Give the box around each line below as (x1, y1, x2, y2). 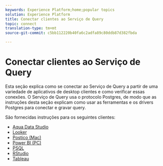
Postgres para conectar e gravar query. (5, 104, 86, 110)
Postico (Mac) (12, 134, 41, 140)
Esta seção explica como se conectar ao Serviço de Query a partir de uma (5, 83, 158, 89)
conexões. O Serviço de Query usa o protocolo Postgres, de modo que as (5, 94, 157, 100)
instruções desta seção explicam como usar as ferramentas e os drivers (5, 99, 154, 105)
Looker (12, 129, 27, 135)
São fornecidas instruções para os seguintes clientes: (5, 114, 116, 120)
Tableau (12, 156, 29, 162)
